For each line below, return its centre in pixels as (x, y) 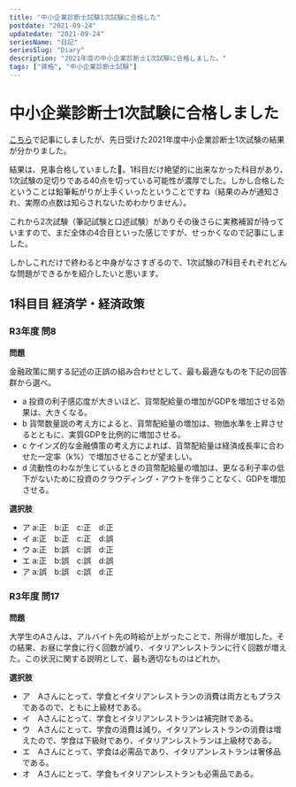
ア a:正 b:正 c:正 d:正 (68, 527)
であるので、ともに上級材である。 (83, 707)
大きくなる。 (69, 412)
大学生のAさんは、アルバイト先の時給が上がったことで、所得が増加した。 (143, 636)
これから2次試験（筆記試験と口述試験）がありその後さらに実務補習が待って (147, 221)
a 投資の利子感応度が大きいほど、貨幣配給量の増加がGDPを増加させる (149, 401)
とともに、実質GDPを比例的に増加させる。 (107, 434)
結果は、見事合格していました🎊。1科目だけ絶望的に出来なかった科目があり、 (148, 169)
